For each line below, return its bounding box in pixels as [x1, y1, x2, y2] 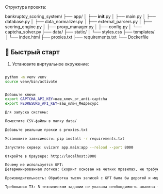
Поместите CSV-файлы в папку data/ [5, 119, 77, 124]
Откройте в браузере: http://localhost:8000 [5, 154, 97, 159]
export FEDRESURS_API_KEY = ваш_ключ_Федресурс [5, 101, 98, 106]
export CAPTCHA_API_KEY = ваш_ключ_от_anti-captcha [5, 97, 108, 101]
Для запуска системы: [5, 110, 49, 115]
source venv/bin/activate [5, 79, 57, 84]
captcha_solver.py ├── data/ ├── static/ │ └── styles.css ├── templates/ [5, 29, 155, 34]
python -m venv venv [5, 75, 47, 80]
